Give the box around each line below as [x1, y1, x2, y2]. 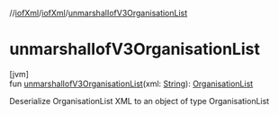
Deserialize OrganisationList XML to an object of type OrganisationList [9, 95, 270, 106]
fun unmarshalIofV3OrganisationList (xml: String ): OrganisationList [9, 78, 254, 89]
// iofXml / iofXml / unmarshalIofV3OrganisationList [9, 8, 188, 18]
